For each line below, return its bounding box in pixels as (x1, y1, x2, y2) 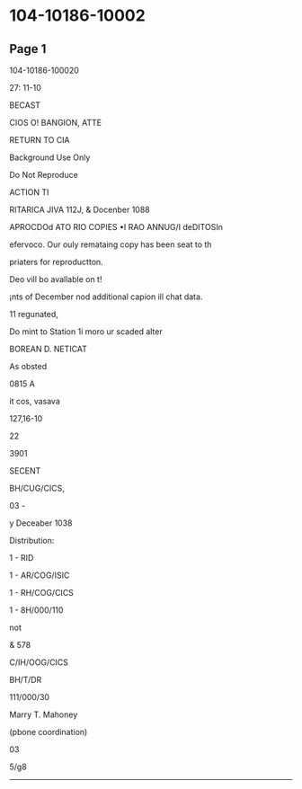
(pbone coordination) (9, 727, 88, 737)
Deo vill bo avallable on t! (9, 274, 102, 284)
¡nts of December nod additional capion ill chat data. (9, 291, 203, 302)
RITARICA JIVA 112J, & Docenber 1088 (9, 204, 150, 215)
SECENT (9, 465, 41, 476)
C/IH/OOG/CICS (9, 657, 69, 668)
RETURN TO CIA (9, 135, 70, 145)
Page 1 (9, 41, 47, 57)
